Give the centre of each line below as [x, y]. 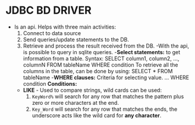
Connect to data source [52, 33]
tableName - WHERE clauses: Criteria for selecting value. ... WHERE [106, 77]
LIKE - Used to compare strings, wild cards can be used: [92, 90]
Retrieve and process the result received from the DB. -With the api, [106, 46]
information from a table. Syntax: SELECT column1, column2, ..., [101, 58]
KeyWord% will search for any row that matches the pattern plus [108, 96]
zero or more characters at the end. [76, 102]
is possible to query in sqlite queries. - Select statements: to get [102, 52]
